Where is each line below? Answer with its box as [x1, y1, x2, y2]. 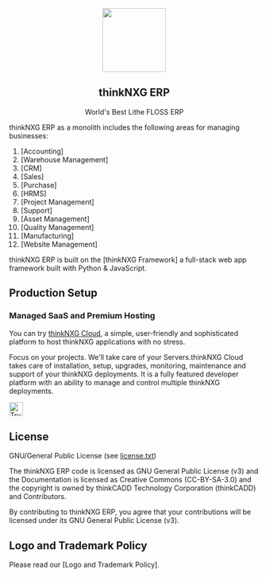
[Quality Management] [20, 222, 94, 232]
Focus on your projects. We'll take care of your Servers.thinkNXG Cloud [9, 352, 244, 361]
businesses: [9, 131, 48, 140]
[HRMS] [20, 189, 47, 198]
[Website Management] [20, 239, 98, 249]
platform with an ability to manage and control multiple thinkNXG [9, 377, 221, 387]
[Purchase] [20, 180, 57, 189]
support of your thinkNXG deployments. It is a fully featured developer [9, 369, 239, 379]
